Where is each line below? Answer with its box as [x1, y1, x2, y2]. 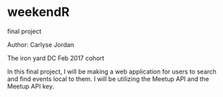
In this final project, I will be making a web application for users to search [7, 67, 217, 76]
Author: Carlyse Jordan [7, 40, 75, 48]
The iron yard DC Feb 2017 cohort [7, 53, 105, 62]
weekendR [7, 4, 70, 20]
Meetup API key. [7, 82, 54, 90]
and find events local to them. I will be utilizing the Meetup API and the [7, 74, 209, 83]
